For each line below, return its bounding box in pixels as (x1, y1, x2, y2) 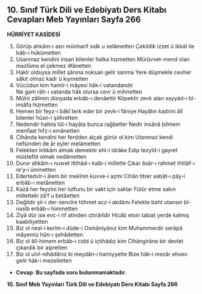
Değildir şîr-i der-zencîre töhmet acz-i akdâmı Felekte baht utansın (15, 198, 182, 205)
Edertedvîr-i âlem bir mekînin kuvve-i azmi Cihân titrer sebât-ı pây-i (15, 172, 186, 180)
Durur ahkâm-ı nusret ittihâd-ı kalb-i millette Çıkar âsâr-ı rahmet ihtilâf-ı (15, 159, 195, 167)
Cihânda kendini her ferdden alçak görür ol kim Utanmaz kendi (15, 133, 173, 141)
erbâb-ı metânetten (15, 178, 65, 186)
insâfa (15, 101, 32, 108)
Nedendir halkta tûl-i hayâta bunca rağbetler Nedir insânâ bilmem (15, 120, 181, 128)
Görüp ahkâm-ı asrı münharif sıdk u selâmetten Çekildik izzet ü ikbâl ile (15, 42, 195, 50)
